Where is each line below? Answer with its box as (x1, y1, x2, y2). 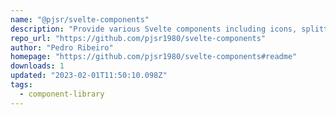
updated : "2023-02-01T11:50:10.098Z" (10, 71, 168, 81)
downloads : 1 (10, 61, 65, 71)
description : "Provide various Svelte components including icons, (10, 24, 298, 34)
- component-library (19, 89, 105, 99)
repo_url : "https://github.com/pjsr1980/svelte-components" (10, 33, 267, 43)
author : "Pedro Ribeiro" (10, 42, 114, 53)
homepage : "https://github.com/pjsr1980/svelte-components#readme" (10, 52, 298, 62)
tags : (10, 80, 33, 90)
